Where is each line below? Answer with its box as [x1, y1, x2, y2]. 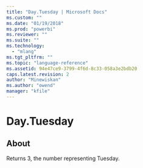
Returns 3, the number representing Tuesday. [6, 155, 120, 162]
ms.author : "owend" [6, 83, 56, 89]
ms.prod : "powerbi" [6, 26, 56, 32]
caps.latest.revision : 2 [6, 71, 69, 77]
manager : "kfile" [6, 88, 51, 94]
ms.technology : [6, 43, 45, 49]
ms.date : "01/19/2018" [6, 20, 64, 26]
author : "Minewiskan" [6, 77, 61, 83]
